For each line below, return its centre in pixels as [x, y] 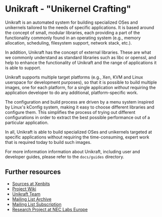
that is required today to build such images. [48, 142]
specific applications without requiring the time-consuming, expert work [77, 137]
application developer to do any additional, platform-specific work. [72, 93]
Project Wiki [24, 189]
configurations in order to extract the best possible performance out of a [78, 117]
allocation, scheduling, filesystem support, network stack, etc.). [69, 43]
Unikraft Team [26, 194]
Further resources [33, 172]
